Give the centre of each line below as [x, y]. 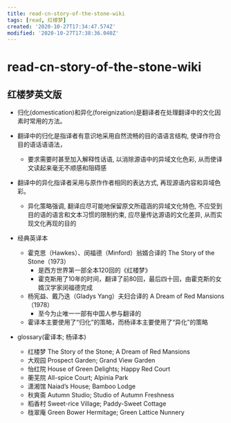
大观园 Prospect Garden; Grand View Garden [91, 361]
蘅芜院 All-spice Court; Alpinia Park [78, 378]
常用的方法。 [48, 121]
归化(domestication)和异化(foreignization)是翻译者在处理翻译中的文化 [116, 112]
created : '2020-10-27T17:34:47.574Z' [62, 26]
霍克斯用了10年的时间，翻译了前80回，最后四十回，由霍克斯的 [127, 279]
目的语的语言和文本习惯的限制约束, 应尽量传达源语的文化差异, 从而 [122, 215]
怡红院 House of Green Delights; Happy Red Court [99, 369]
